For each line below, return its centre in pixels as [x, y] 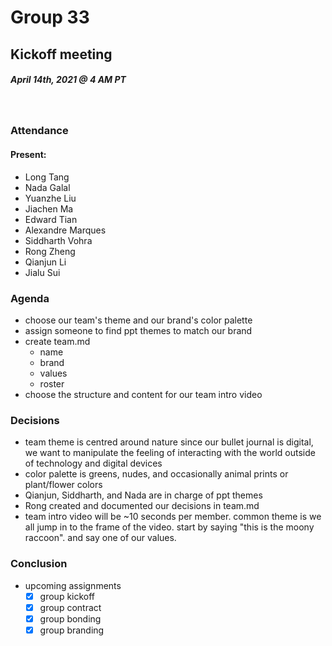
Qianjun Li [45, 262]
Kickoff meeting [61, 54]
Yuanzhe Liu [50, 198]
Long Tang [47, 177]
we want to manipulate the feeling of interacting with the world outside [170, 453]
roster [52, 383]
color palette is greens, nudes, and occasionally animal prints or [156, 474]
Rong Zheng [50, 251]
